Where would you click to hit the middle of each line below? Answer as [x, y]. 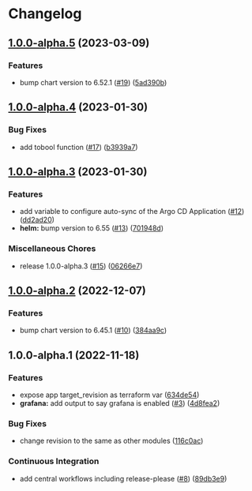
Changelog [45, 14]
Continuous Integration [54, 461]
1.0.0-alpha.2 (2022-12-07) [77, 290]
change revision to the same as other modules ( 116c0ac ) [111, 441]
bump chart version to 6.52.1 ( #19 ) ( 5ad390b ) [93, 82]
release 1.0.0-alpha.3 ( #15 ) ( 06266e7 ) [81, 266]
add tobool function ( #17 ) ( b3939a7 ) [79, 147]
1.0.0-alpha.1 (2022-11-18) [74, 355]
